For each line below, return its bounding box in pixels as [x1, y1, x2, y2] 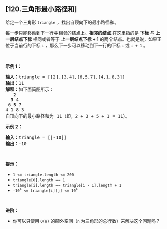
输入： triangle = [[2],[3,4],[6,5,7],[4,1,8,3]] [5, 74, 125, 80]
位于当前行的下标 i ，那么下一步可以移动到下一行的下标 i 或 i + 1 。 [5, 42, 148, 48]
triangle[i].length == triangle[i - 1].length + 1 [12, 183, 122, 188]
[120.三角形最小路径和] [5, 5, 77, 14]
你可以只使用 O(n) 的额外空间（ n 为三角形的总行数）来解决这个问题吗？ [12, 218, 160, 224]
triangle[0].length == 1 [12, 177, 65, 183]
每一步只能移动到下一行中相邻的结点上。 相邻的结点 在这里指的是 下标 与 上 [5, 30, 160, 36]
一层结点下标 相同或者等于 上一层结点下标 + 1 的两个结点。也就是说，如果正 [5, 36, 162, 42]
